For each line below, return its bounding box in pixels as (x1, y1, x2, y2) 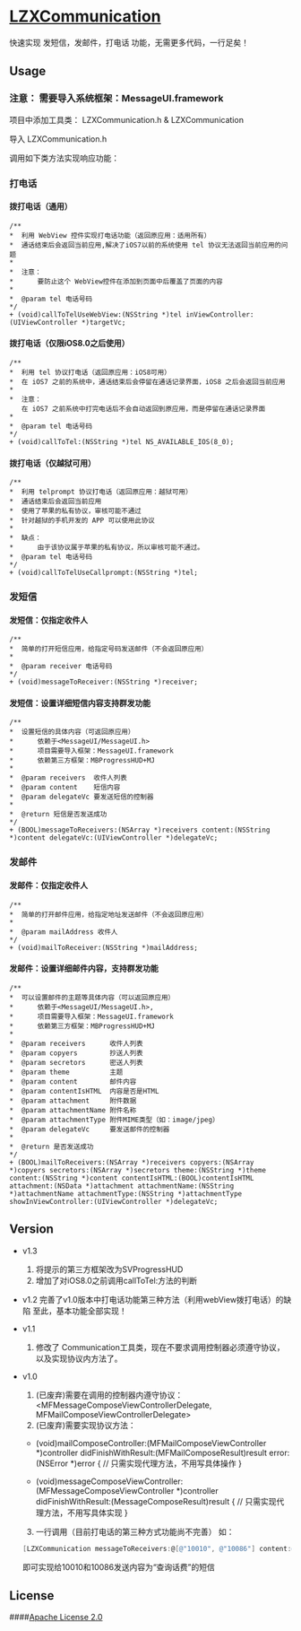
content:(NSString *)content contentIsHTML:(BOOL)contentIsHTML (9, 1173, 254, 1182)
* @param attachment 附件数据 (9, 1096, 137, 1105)
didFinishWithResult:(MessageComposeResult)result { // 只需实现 (35, 1496, 277, 1506)
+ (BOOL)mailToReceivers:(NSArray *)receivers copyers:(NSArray (9, 1157, 254, 1167)
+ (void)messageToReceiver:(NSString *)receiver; (9, 677, 199, 687)
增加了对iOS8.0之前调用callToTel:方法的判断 (35, 1275, 198, 1286)
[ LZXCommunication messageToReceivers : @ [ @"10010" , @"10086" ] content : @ (21, 1544, 296, 1553)
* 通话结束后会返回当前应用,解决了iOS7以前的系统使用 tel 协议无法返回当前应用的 (9, 240, 282, 249)
